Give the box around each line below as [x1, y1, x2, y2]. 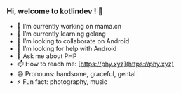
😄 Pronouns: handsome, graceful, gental [16, 70, 136, 78]
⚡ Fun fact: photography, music [16, 78, 108, 86]
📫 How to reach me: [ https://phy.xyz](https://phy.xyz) [16, 59, 175, 69]
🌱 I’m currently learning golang [16, 29, 106, 38]
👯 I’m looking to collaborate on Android [16, 37, 130, 45]
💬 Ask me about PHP [16, 52, 77, 60]
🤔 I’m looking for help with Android [16, 45, 117, 53]
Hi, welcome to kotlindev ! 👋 [6, 6, 103, 16]
